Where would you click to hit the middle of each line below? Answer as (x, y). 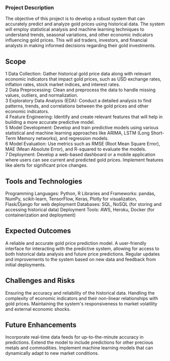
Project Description (30, 8)
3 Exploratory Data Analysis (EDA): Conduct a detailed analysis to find (78, 101)
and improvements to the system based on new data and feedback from (81, 259)
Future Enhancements (41, 325)
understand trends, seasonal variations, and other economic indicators (79, 35)
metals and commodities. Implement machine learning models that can (79, 348)
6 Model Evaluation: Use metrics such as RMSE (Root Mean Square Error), (83, 144)
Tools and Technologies (44, 181)
